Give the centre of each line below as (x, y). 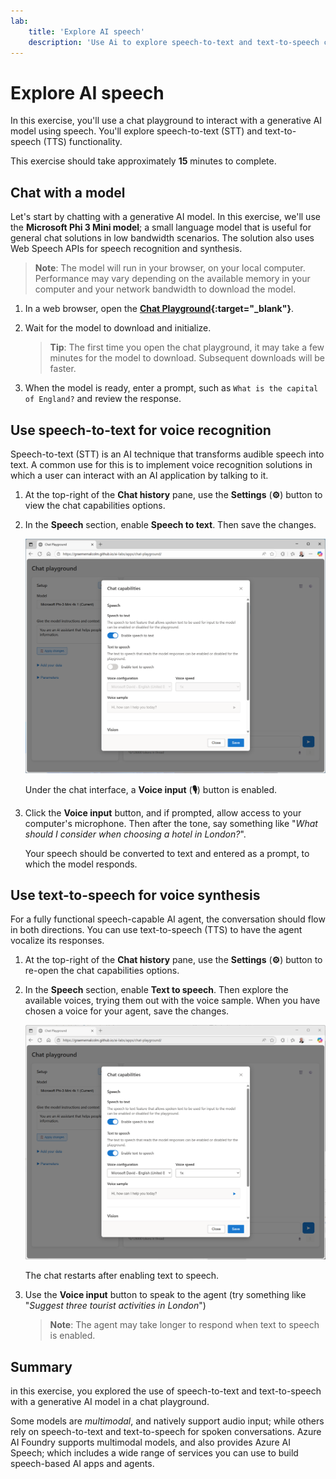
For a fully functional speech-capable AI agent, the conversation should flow (168, 919)
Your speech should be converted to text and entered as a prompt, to (167, 853)
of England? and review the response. (103, 399)
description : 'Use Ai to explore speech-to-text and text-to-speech (174, 42)
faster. (63, 369)
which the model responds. (81, 864)
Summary (41, 1366)
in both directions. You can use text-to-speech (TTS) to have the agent (156, 930)
